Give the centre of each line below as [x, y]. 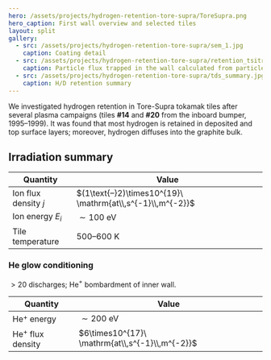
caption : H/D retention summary [77, 83]
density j [29, 204]
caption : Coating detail [65, 53]
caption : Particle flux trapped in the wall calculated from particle [144, 68]
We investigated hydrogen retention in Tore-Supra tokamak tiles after [123, 106]
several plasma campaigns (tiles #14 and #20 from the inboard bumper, [127, 114]
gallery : [23, 38]
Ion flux [27, 193]
